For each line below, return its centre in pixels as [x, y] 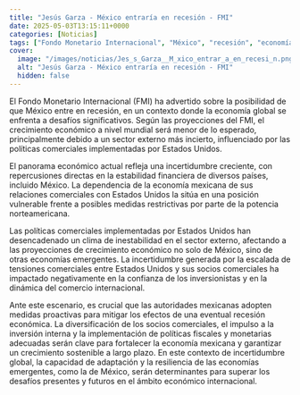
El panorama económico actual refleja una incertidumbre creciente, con [141, 165]
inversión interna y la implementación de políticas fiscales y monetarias [141, 333]
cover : [21, 51]
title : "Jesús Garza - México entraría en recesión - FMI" [121, 17]
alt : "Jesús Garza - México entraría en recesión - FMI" [125, 68]
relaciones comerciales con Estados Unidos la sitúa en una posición [134, 194]
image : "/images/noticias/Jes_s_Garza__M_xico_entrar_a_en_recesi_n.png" [157, 59]
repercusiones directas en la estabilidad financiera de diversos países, [139, 175]
